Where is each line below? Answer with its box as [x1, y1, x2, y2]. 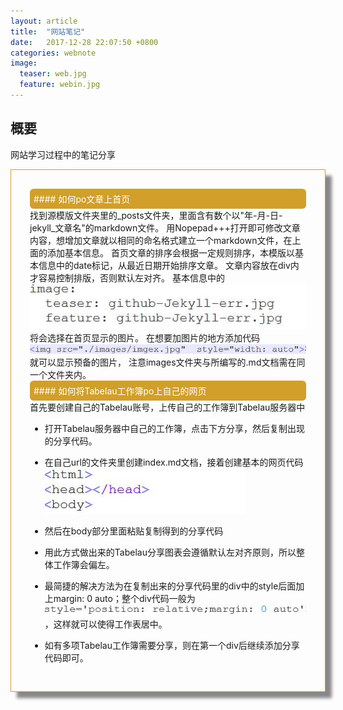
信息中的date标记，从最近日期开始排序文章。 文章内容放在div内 [38, 259, 300, 271]
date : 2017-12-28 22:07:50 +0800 [10, 37, 159, 47]
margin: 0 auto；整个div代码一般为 [53, 592, 196, 604]
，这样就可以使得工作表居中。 [44, 618, 168, 630]
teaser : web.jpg [19, 69, 87, 79]
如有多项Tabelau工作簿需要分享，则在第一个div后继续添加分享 [44, 640, 300, 652]
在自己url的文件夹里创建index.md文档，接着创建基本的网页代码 [44, 456, 304, 468]
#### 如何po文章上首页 [33, 193, 131, 205]
